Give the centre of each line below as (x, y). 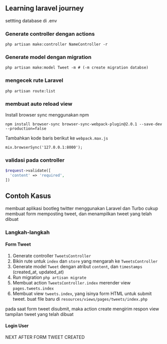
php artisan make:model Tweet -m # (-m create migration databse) (77, 68)
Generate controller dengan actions (50, 34)
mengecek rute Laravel (34, 80)
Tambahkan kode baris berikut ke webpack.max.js (57, 138)
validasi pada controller (35, 160)
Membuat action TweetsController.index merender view (72, 282)
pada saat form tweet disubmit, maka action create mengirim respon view (82, 309)
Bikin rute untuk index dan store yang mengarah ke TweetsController (85, 261)
